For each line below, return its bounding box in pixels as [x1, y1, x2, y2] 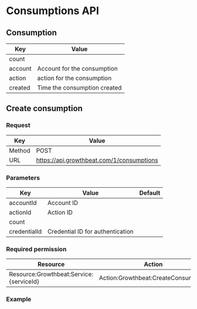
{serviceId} [9, 278, 39, 286]
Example [6, 295, 32, 304]
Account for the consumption [37, 65, 118, 72]
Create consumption [6, 104, 83, 114]
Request [6, 121, 30, 129]
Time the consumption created [37, 84, 122, 92]
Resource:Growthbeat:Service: [9, 270, 94, 278]
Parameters [6, 174, 40, 182]
